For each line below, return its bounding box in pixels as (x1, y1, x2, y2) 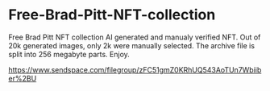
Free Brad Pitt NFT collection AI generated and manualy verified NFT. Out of (8, 32, 261, 42)
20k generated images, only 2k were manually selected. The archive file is (8, 40, 255, 50)
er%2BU (8, 73, 37, 83)
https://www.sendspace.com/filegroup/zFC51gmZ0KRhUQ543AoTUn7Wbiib (8, 64, 262, 74)
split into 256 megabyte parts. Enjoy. (8, 49, 131, 59)
